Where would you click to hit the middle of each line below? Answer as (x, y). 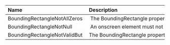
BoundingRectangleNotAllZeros (45, 18)
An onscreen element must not (127, 27)
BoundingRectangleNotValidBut (45, 35)
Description (103, 10)
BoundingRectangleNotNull (40, 27)
